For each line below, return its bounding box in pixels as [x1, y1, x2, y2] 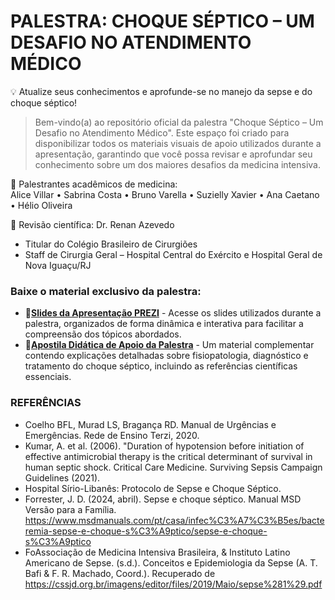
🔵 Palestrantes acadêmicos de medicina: [10, 178, 178, 190]
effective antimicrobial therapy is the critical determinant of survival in [24, 450, 313, 462]
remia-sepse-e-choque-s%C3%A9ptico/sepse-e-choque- [24, 525, 268, 537]
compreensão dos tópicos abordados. [24, 328, 182, 340]
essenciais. [24, 371, 72, 383]
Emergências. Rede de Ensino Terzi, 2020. [24, 429, 200, 441]
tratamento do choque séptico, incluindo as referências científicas [24, 360, 298, 372]
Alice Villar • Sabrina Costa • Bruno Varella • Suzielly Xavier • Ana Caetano [10, 188, 320, 200]
